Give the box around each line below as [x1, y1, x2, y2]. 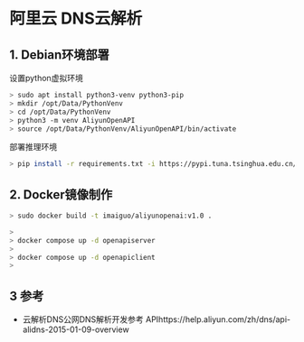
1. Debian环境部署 [9, 47, 110, 62]
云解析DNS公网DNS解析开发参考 [22, 314, 145, 325]
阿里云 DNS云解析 [9, 8, 143, 29]
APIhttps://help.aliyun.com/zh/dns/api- [146, 314, 291, 325]
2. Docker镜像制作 [9, 187, 113, 202]
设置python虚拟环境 [9, 73, 83, 83]
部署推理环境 [9, 142, 57, 153]
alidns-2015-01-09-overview [22, 324, 129, 335]
